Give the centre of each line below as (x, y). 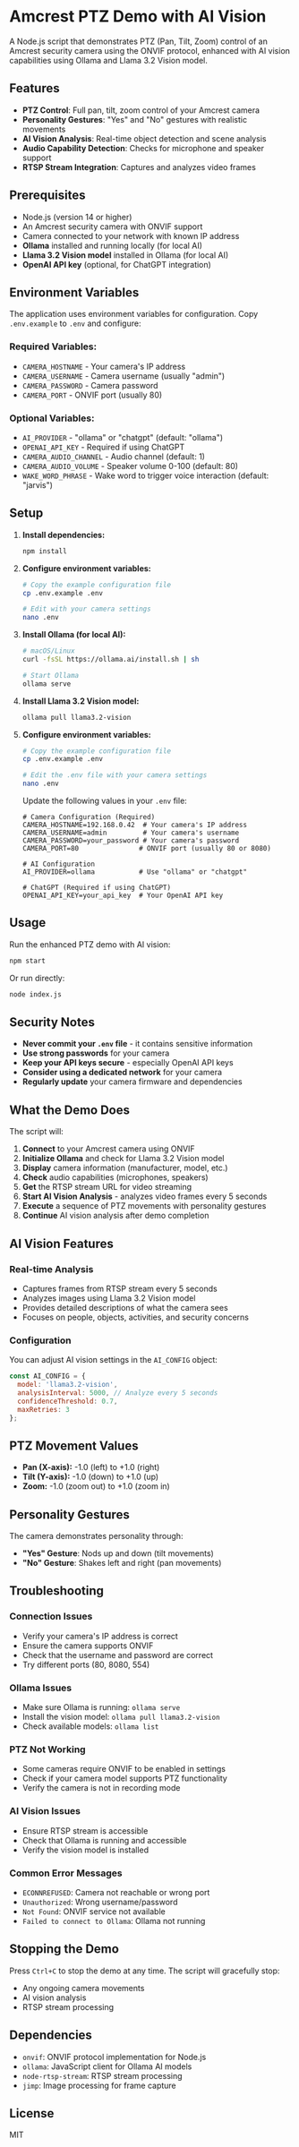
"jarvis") (38, 484)
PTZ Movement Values (74, 1446)
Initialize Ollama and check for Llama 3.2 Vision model (123, 1159)
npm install (44, 551)
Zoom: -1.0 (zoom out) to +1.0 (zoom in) (96, 1486)
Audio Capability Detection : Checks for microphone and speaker (143, 148)
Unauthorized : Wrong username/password (100, 1902)
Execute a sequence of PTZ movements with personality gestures (144, 1206)
